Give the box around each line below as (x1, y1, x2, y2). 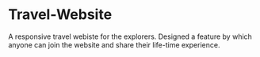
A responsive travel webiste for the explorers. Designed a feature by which (8, 32, 252, 41)
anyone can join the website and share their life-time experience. (8, 40, 220, 49)
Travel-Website (8, 6, 113, 24)
